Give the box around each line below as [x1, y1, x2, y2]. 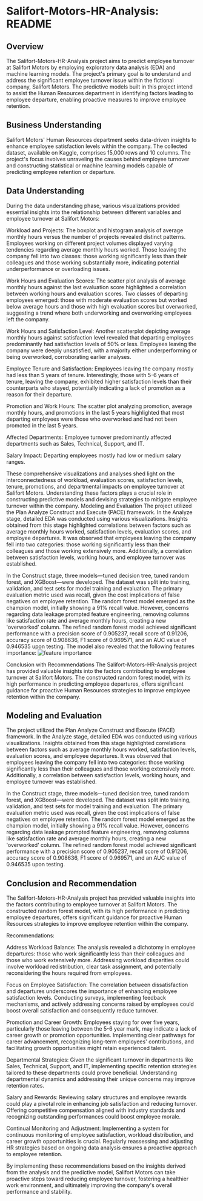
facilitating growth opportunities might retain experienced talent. [6, 1045, 167, 1052]
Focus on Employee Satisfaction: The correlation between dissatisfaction [6, 981, 188, 989]
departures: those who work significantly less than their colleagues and [6, 950, 185, 957]
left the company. [6, 315, 50, 323]
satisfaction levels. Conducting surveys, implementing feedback [6, 994, 167, 1002]
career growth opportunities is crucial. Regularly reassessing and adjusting [6, 1138, 193, 1145]
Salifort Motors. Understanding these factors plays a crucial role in [6, 489, 173, 497]
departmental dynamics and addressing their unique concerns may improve [6, 1076, 196, 1083]
